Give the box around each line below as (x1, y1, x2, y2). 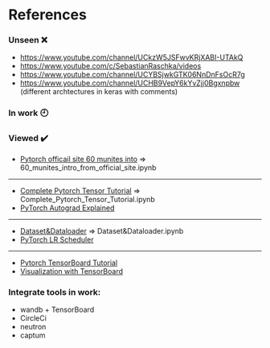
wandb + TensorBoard (19, 304, 95, 314)
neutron (19, 322, 47, 331)
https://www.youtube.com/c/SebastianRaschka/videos (19, 61, 202, 71)
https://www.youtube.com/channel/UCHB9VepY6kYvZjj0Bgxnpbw (19, 78, 240, 88)
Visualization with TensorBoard (19, 266, 123, 275)
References (8, 6, 87, 24)
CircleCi (19, 313, 47, 323)
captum (19, 330, 46, 340)
